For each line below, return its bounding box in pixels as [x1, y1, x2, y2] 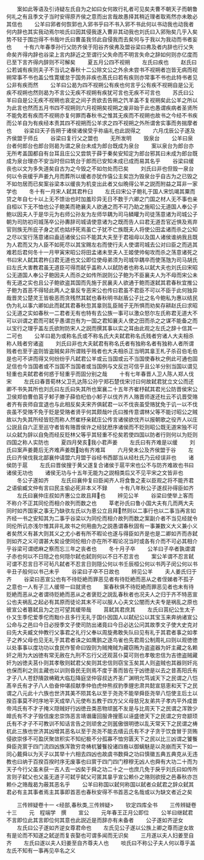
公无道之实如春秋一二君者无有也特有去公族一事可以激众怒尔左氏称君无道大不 [6, 310, 198, 316]
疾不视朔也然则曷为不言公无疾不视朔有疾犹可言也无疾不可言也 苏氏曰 [6, 89, 189, 96]
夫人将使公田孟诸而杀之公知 [128, 226, 198, 233]
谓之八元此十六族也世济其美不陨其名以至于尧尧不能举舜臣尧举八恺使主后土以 [6, 690, 198, 696]
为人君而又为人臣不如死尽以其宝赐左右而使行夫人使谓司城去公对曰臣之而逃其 [6, 241, 198, 248]
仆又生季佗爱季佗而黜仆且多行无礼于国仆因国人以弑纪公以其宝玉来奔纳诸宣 [6, 614, 192, 620]
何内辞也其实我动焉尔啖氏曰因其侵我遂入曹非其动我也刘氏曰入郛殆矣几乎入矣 [6, 28, 198, 35]
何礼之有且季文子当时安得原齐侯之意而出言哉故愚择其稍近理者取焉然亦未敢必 [6, 13, 198, 20]
